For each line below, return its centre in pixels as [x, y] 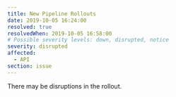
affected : [22, 53]
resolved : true [30, 27]
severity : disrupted [38, 46]
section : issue [30, 66]
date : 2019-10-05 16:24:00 [47, 20]
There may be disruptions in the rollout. [65, 86]
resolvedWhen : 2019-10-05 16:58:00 [60, 33]
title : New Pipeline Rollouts [52, 14]
